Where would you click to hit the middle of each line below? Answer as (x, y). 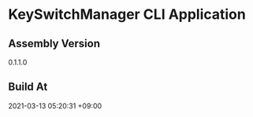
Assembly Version (54, 44)
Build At (28, 87)
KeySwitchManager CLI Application (127, 15)
